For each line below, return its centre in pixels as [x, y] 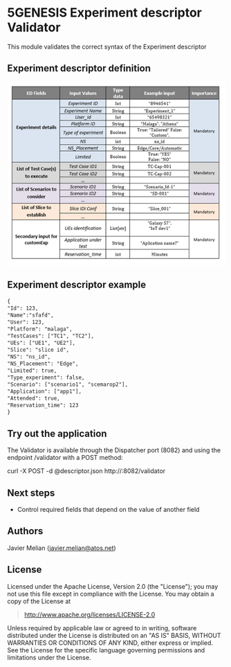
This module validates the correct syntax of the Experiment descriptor [107, 46]
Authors [25, 531]
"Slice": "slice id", [38, 350]
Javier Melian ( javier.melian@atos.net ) [62, 548]
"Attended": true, [34, 399]
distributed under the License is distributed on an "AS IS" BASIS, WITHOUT [114, 635]
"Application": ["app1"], [44, 392]
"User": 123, [26, 322]
